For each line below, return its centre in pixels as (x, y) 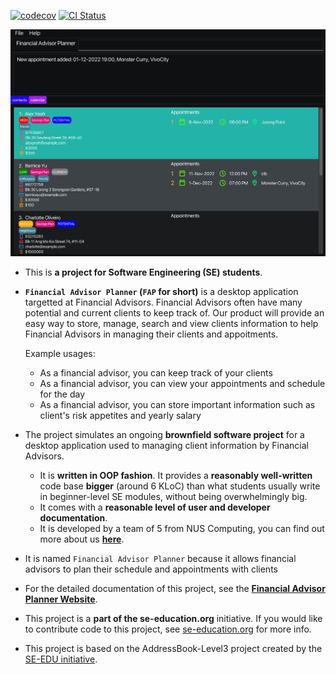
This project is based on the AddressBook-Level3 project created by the (173, 648)
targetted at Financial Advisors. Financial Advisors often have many (163, 302)
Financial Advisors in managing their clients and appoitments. (151, 334)
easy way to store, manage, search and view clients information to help (171, 323)
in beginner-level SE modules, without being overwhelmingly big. (173, 496)
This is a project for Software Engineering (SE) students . (143, 272)
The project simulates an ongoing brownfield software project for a (164, 434)
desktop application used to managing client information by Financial (167, 445)
